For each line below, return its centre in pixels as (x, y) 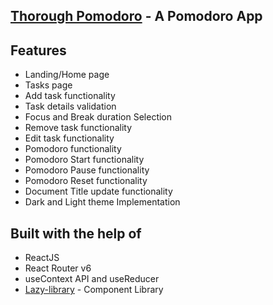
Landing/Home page (67, 75)
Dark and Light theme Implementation (102, 202)
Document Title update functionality (98, 191)
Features (38, 50)
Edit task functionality (69, 138)
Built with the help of (76, 233)
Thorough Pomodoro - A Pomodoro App (136, 16)
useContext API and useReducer (92, 279)
